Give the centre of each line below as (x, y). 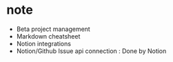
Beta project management (53, 29)
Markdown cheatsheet (48, 36)
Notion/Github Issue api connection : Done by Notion (91, 51)
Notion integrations (44, 43)
